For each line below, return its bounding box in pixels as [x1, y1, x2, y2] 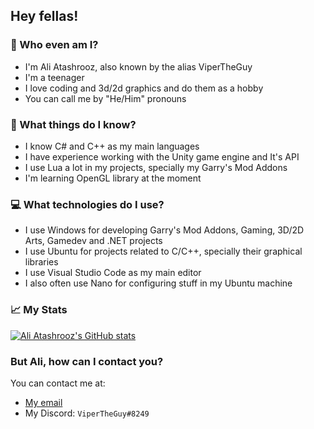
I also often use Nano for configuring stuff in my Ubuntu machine [24, 277, 293, 289]
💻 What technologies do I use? [10, 197, 165, 211]
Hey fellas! [10, 8, 79, 25]
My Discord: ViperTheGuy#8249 [24, 407, 150, 419]
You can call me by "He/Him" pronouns [24, 92, 187, 104]
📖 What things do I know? [10, 117, 137, 131]
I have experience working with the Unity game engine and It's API [24, 150, 300, 163]
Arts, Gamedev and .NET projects [24, 235, 163, 247]
